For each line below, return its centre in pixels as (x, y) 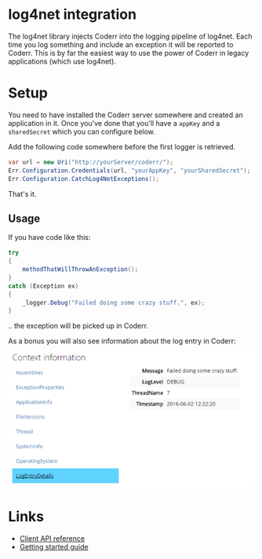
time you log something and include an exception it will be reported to (121, 44)
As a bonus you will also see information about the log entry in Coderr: (122, 341)
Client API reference (52, 538)
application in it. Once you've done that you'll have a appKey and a (114, 123)
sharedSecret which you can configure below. (82, 131)
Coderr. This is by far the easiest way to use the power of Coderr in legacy (129, 53)
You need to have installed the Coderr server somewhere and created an (126, 115)
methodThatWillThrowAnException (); (80, 270)
